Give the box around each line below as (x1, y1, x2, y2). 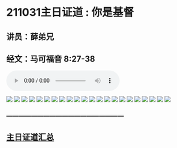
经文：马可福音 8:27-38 (6, 54, 95, 64)
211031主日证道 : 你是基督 (6, 5, 134, 19)
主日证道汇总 (6, 132, 54, 142)
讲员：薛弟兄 (6, 31, 54, 42)
